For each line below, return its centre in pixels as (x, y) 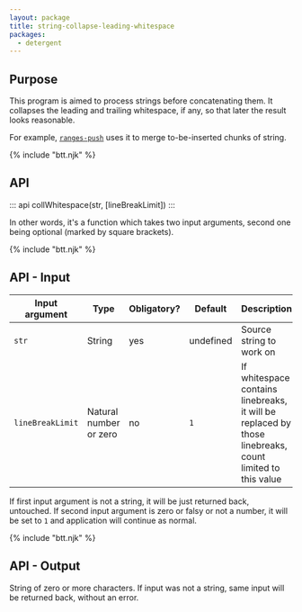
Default (211, 309)
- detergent (40, 43)
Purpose (34, 79)
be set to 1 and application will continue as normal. (103, 520)
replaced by (266, 422)
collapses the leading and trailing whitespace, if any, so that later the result (148, 111)
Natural (102, 411)
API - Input (40, 278)
